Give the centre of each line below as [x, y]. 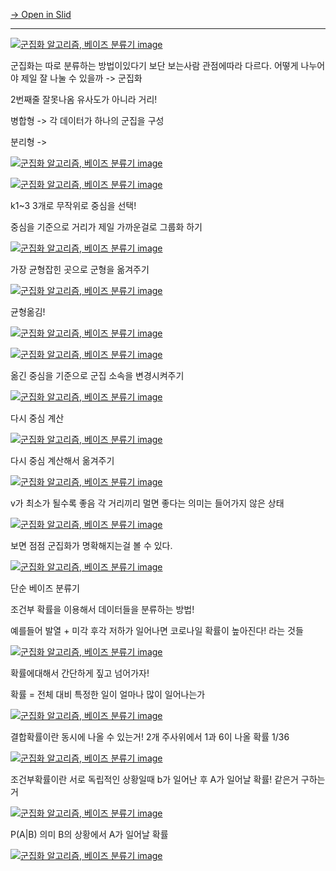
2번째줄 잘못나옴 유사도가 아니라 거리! [84, 99]
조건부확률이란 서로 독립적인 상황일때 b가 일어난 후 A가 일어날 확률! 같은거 [154, 779]
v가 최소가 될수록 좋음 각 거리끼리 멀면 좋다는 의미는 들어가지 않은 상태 [147, 503]
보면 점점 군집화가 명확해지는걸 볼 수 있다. [91, 545]
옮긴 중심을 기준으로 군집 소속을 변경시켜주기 [97, 375]
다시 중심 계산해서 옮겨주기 [62, 460]
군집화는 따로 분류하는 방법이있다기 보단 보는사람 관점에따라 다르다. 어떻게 [154, 65]
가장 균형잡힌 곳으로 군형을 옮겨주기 [80, 269]
